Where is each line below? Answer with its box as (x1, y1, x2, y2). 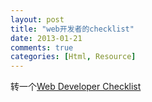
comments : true (10, 42, 74, 53)
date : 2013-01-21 (10, 33, 83, 43)
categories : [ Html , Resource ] (10, 52, 137, 62)
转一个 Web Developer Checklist (10, 81, 142, 93)
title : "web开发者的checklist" (10, 24, 135, 34)
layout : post (10, 14, 65, 25)
